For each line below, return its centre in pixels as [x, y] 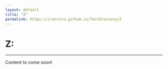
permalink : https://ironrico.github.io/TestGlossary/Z [63, 19]
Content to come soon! [29, 62]
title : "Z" [16, 14]
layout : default [22, 10]
